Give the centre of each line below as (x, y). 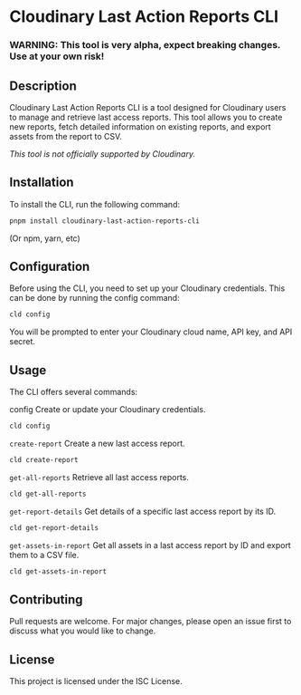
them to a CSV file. (44, 555)
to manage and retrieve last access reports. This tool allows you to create (146, 117)
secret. (23, 342)
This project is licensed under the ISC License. (96, 681)
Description (43, 86)
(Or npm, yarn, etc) (45, 238)
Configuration (50, 266)
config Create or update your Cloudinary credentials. (108, 410)
